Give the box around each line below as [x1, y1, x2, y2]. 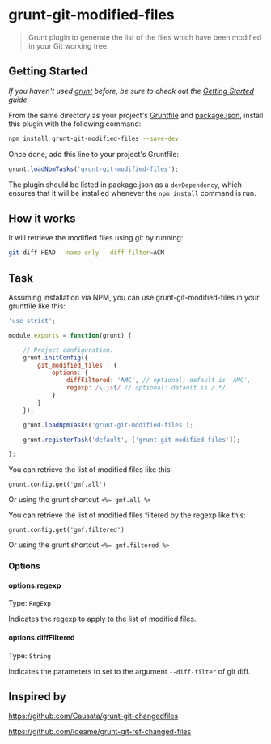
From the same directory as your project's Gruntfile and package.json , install [8, 110, 264, 120]
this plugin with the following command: [8, 119, 142, 129]
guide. [8, 95, 30, 104]
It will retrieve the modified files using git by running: [8, 233, 184, 243]
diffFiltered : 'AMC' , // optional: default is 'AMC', [66, 376, 252, 385]
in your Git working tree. [28, 40, 109, 50]
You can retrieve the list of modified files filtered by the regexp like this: [8, 510, 247, 520]
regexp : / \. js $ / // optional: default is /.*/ [66, 384, 227, 392]
